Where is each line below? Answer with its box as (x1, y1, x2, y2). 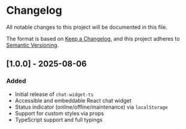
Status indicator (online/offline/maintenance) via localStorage (14, 103, 168, 110)
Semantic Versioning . (6, 41, 59, 49)
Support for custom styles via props (14, 109, 104, 117)
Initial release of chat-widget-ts (14, 91, 94, 98)
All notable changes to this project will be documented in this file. (6, 23, 168, 31)
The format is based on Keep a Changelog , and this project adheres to (6, 35, 180, 42)
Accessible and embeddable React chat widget (14, 97, 132, 104)
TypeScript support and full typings (14, 116, 103, 123)
